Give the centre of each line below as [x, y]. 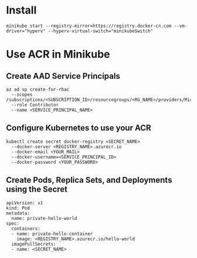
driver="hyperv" [26, 31]
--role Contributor [35, 105]
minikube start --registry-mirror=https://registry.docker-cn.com [89, 26]
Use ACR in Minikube [58, 54]
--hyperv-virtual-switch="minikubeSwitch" [101, 31]
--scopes [22, 95]
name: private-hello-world [44, 218]
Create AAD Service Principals [63, 76]
